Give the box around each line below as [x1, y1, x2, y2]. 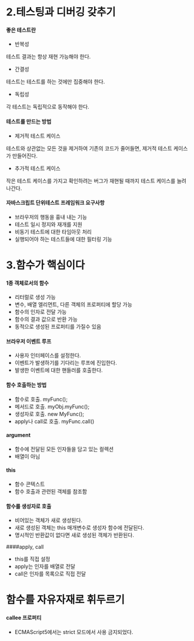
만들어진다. [12, 152, 38, 159]
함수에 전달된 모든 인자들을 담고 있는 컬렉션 [14, 445, 114, 452]
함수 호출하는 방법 [6, 381, 47, 388]
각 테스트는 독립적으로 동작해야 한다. [6, 103, 89, 110]
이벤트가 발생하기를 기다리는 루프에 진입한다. [14, 359, 118, 367]
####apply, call [6, 544, 44, 551]
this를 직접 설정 [14, 555, 51, 562]
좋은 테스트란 [6, 26, 36, 33]
